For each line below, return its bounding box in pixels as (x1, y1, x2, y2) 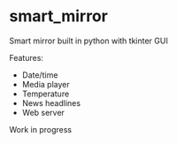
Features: (9, 52, 44, 63)
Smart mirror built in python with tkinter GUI (9, 35, 168, 46)
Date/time (21, 69, 58, 80)
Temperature (21, 88, 70, 99)
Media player (21, 79, 71, 89)
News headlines (21, 97, 81, 108)
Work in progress (9, 124, 73, 134)
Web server (21, 107, 65, 117)
